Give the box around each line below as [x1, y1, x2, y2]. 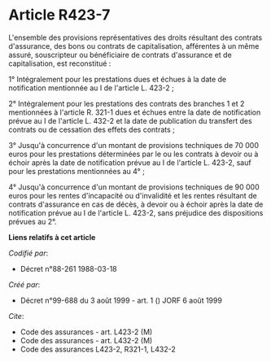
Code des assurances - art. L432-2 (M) [20, 335, 153, 345]
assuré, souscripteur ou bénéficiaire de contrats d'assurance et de [8, 50, 232, 59]
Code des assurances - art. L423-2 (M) [20, 327, 153, 337]
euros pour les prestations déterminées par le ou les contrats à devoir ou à [8, 149, 259, 159]
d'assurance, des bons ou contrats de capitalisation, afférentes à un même [8, 41, 260, 50]
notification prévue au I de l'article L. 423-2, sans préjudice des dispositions [8, 207, 264, 217]
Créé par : [8, 279, 41, 290]
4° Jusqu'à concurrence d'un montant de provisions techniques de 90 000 [8, 181, 260, 192]
